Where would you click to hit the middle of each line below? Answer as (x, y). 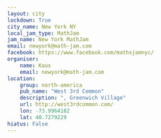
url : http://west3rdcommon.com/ (67, 105)
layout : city (26, 14)
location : (22, 78)
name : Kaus (36, 66)
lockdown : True (29, 20)
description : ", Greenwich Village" (73, 98)
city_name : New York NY (42, 26)
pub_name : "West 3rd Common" (62, 91)
